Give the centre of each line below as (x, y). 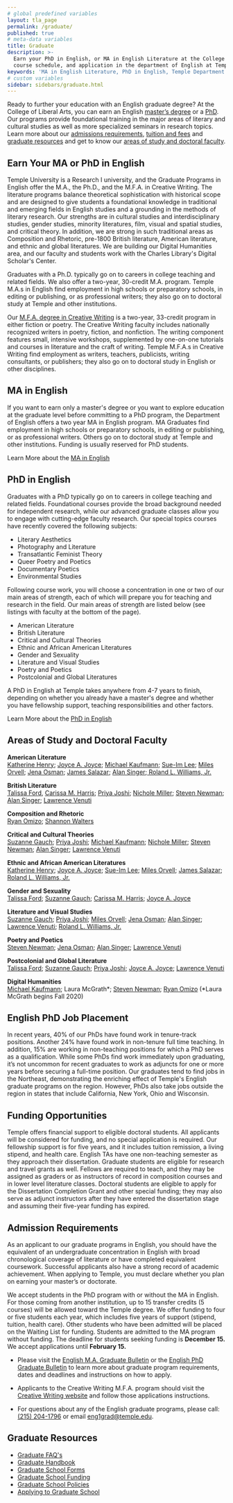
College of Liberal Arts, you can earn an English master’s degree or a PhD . (113, 112)
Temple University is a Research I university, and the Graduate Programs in (114, 180)
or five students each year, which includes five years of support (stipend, (112, 1317)
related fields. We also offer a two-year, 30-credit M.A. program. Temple (111, 282)
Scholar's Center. (32, 261)
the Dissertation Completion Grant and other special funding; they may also (115, 1191)
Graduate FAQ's (40, 1454)
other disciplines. (32, 369)
